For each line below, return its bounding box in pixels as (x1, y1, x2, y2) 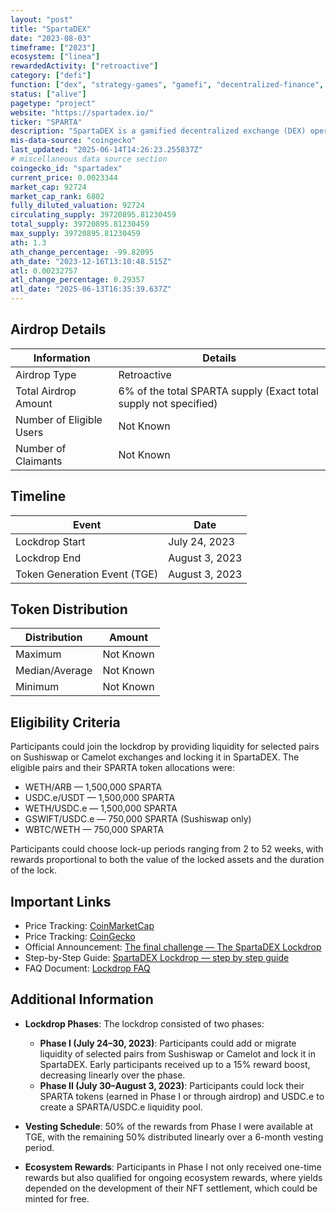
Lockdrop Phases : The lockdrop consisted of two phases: (24, 1017, 265, 1030)
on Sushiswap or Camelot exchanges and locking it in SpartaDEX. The (10, 751, 300, 763)
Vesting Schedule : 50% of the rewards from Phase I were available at (24, 1120, 314, 1132)
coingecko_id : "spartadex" (10, 163, 123, 173)
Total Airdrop (15, 384, 77, 398)
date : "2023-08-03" (10, 33, 92, 43)
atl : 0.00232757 (10, 266, 78, 276)
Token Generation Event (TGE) (15, 567, 159, 581)
